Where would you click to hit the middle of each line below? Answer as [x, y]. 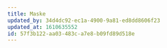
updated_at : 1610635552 [43, 27]
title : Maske [27, 14]
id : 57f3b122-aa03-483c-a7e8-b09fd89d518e [71, 34]
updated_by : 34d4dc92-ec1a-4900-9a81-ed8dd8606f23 [84, 20]
